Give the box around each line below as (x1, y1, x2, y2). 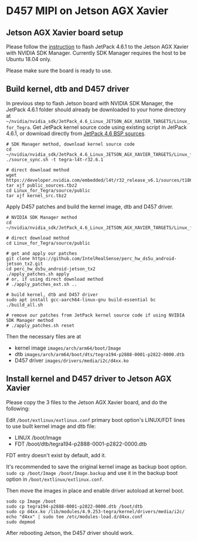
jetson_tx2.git (6, 261, 43, 267)
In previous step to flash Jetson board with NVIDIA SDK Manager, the (6, 99, 174, 107)
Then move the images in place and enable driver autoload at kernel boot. (6, 487, 185, 494)
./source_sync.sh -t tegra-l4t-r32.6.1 (6, 157, 104, 162)
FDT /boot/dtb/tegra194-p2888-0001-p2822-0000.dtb (14, 440, 147, 447)
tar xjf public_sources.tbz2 (6, 182, 77, 188)
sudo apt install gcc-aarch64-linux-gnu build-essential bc (6, 297, 157, 302)
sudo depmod (6, 519, 35, 525)
